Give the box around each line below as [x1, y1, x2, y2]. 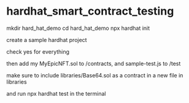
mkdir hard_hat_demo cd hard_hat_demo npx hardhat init [6, 24, 150, 32]
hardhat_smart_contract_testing [6, 4, 174, 18]
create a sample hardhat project [6, 36, 87, 43]
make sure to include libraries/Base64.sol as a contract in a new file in [6, 71, 183, 79]
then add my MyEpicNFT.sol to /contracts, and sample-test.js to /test [6, 60, 181, 67]
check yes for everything [6, 48, 69, 55]
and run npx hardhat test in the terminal [6, 90, 106, 97]
